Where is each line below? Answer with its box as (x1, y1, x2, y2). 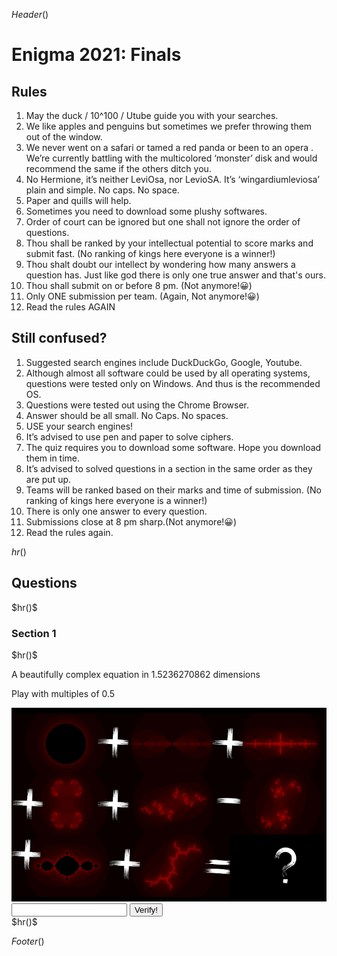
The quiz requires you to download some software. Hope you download (25, 441, 322, 453)
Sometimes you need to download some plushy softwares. (25, 205, 268, 217)
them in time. (25, 452, 81, 464)
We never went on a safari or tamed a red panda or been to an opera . (25, 142, 314, 153)
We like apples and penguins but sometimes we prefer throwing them (25, 120, 313, 132)
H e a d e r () (11, 9, 49, 20)
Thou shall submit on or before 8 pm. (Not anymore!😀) (25, 280, 253, 291)
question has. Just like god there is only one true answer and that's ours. (25, 269, 326, 281)
